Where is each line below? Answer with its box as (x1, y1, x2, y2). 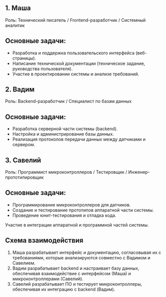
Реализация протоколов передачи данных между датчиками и (12, 136, 146, 143)
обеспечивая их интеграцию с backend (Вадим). (12, 286, 115, 292)
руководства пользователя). (12, 65, 73, 71)
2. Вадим (5, 85, 35, 94)
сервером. (12, 142, 36, 148)
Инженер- (128, 169, 150, 175)
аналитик (5, 22, 25, 28)
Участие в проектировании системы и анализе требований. (12, 71, 140, 77)
